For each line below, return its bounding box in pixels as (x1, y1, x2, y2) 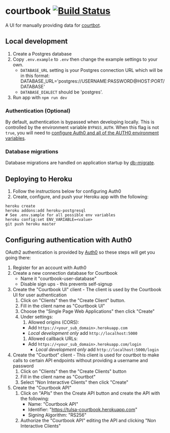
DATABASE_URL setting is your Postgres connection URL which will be (20, 67, 163, 73)
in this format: (20, 72, 50, 79)
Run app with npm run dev (12, 94, 68, 100)
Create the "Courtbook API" (12, 384, 72, 390)
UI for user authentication (12, 292, 67, 298)
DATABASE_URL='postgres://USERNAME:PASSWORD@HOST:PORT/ (20, 78, 165, 84)
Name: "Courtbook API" (28, 401, 78, 407)
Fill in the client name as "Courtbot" (20, 373, 96, 380)
